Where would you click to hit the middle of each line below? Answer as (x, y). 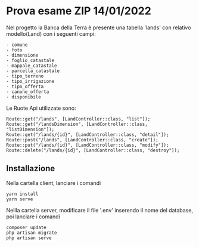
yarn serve (20, 199)
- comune (17, 45)
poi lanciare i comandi (33, 217)
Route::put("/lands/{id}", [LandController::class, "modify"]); (88, 145)
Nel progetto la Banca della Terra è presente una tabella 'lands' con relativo (99, 27)
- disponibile (24, 97)
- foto (14, 50)
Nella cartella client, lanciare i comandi (54, 183)
